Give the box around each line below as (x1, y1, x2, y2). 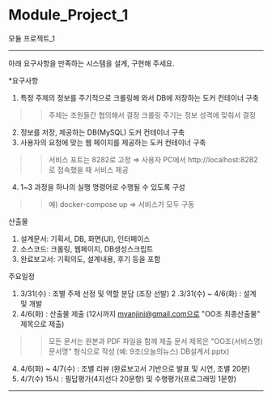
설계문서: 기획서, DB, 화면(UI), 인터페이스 (19, 234, 151, 243)
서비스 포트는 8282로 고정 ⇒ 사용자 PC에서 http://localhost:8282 (48, 154, 258, 164)
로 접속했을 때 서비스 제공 (48, 165, 130, 174)
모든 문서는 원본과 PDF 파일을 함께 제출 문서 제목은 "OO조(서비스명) (48, 336, 263, 346)
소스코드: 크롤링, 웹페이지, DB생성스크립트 (19, 243, 154, 253)
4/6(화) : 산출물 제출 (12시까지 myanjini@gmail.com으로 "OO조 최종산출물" (19, 308, 261, 318)
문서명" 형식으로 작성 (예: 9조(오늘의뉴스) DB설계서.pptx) (48, 346, 230, 356)
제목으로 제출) (19, 319, 65, 329)
